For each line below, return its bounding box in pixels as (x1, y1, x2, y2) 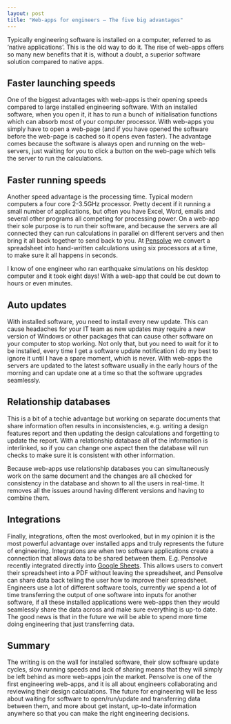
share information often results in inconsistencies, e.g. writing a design (7, 421, 208, 430)
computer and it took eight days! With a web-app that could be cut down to (7, 272, 221, 280)
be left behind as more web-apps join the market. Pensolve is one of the (7, 673, 212, 681)
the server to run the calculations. (7, 154, 103, 163)
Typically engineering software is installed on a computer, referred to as (7, 35, 212, 43)
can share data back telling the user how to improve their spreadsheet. (7, 576, 208, 584)
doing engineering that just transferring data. (7, 620, 134, 628)
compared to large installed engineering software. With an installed (7, 103, 198, 111)
